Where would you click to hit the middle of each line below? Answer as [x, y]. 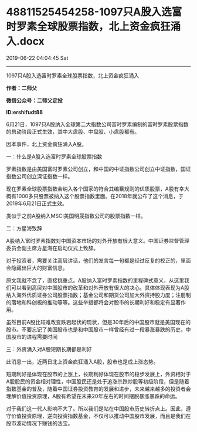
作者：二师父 [21, 88]
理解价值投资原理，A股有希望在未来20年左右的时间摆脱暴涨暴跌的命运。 [93, 396]
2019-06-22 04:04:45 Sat [37, 58]
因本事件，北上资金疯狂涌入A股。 [46, 144]
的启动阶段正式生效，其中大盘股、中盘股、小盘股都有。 [73, 131]
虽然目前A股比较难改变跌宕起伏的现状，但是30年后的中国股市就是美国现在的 [98, 322]
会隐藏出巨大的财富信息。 [37, 268]
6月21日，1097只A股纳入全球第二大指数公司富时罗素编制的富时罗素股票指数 [97, 124]
